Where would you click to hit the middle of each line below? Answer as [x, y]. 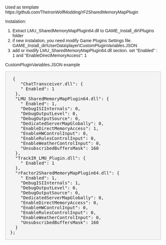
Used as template [22, 7]
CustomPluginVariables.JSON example [43, 65]
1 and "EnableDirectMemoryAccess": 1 [50, 55]
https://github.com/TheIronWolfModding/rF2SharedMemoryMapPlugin [72, 12]
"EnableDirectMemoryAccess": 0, [60, 203]
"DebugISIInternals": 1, [50, 183]
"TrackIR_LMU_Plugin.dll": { [50, 158]
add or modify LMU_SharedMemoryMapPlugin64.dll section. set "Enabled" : [85, 50]
